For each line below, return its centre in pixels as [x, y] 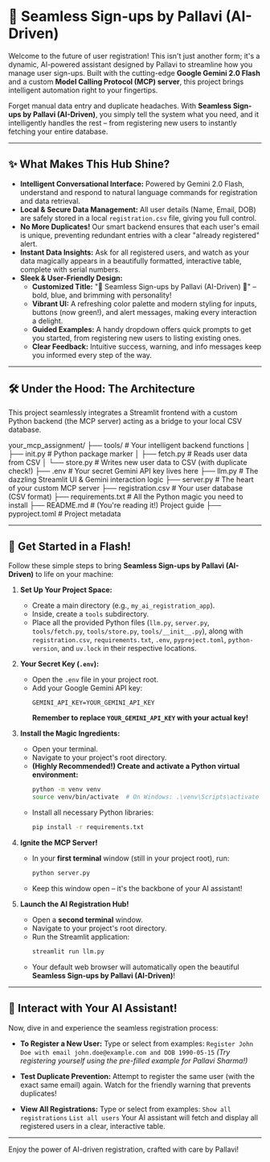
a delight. [47, 321]
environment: [55, 775]
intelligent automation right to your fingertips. [83, 90]
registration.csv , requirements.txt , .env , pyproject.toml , [129, 640]
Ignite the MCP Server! [59, 842]
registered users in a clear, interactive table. [93, 1126]
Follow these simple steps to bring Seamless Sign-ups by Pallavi [117, 566]
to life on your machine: [75, 575]
